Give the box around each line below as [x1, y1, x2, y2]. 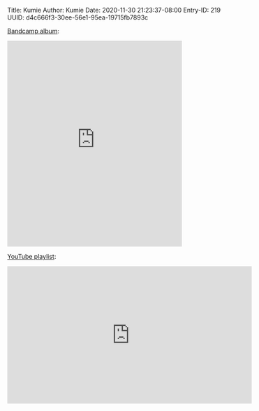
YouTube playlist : [7, 253, 57, 260]
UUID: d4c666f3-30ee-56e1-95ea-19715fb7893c [7, 13, 149, 22]
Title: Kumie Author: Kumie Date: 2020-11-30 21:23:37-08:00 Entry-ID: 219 [7, 6, 221, 14]
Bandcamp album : [7, 27, 60, 35]
